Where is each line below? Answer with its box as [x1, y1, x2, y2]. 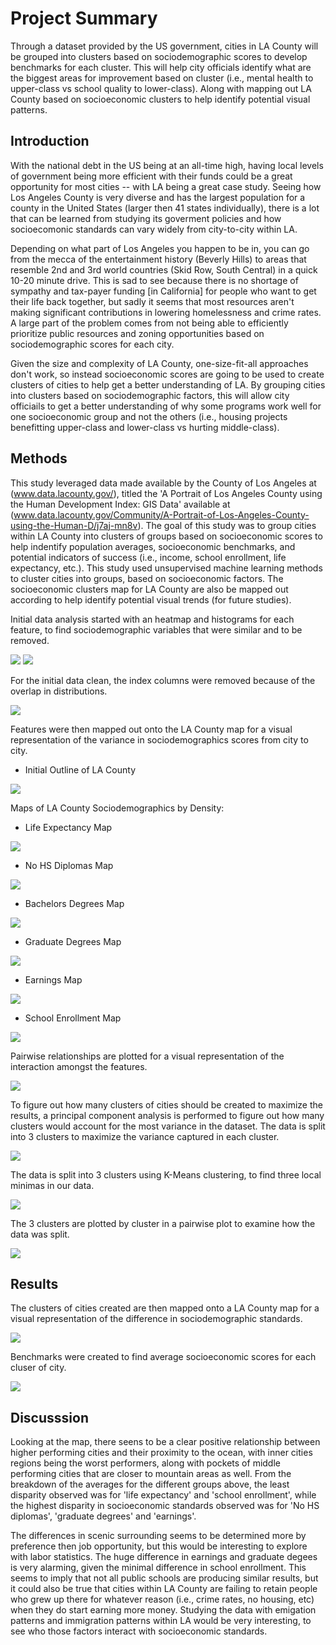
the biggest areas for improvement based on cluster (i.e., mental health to [10, 72, 314, 84]
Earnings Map [24, 973, 83, 986]
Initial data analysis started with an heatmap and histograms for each [10, 613, 295, 625]
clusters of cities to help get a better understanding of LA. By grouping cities [10, 378, 326, 391]
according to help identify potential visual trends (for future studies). [10, 593, 292, 606]
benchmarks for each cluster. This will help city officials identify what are [10, 61, 312, 73]
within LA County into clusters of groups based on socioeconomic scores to [10, 530, 323, 542]
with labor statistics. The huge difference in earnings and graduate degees [10, 1551, 318, 1563]
